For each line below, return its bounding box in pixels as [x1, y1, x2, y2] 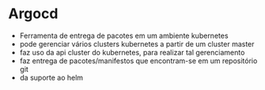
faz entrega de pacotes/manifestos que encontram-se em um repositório [19, 56, 258, 66]
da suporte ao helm [19, 73, 84, 82]
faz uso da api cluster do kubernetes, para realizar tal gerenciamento [19, 47, 245, 57]
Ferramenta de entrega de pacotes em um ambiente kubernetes [19, 31, 229, 40]
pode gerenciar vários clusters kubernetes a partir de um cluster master [19, 39, 255, 48]
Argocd [8, 5, 59, 23]
